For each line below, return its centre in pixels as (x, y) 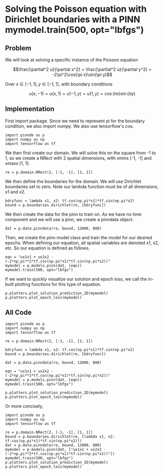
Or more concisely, (24, 406)
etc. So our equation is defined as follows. (47, 248)
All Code (18, 313)
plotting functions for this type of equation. (58, 284)
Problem (18, 48)
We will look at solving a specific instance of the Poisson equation (71, 60)
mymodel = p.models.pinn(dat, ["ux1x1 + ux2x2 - (56, 449)
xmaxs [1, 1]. (18, 163)
